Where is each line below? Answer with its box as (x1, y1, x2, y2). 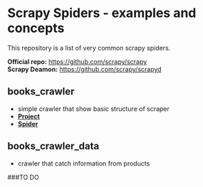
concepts (7, 20, 65, 36)
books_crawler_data (7, 140, 100, 152)
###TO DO (7, 173, 39, 181)
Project (17, 112, 41, 120)
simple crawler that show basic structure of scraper (17, 105, 170, 113)
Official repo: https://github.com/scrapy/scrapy (7, 57, 147, 65)
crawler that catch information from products (17, 159, 150, 168)
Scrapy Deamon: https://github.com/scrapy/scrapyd (7, 65, 162, 73)
